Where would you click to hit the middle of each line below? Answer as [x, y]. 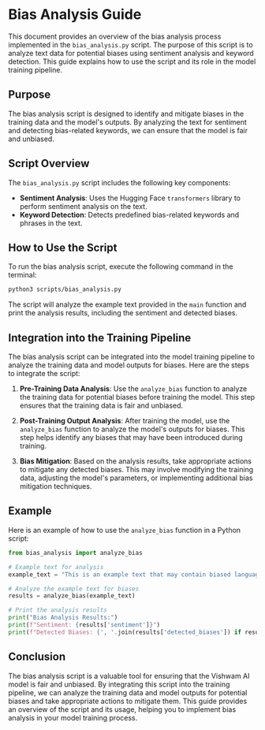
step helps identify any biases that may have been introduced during [131, 438]
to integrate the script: [44, 374]
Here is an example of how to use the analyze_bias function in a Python [125, 530]
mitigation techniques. [56, 486]
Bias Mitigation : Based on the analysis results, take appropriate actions [136, 461]
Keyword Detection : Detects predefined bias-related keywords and [129, 214]
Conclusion [37, 657]
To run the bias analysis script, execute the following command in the [121, 266]
